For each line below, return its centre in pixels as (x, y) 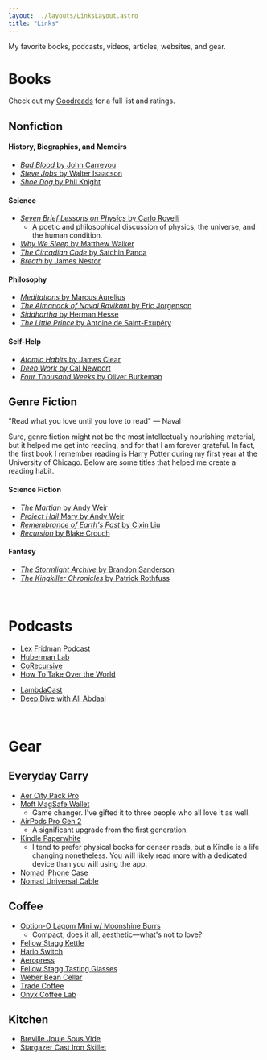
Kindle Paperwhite (50, 838)
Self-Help (25, 342)
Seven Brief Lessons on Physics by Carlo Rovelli (100, 218)
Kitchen (29, 1019)
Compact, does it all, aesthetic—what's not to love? (117, 934)
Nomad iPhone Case (54, 872)
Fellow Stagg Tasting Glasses (69, 968)
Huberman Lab (45, 656)
